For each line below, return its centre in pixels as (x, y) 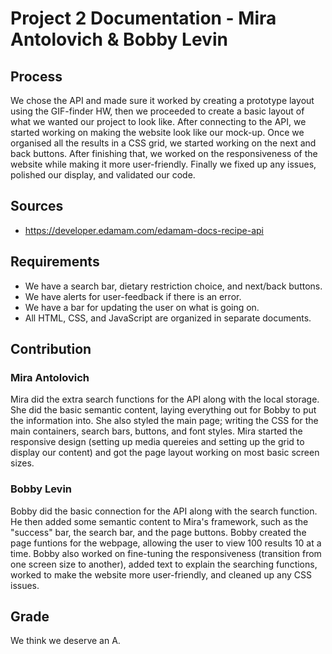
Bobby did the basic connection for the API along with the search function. (164, 511)
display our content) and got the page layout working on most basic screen (165, 453)
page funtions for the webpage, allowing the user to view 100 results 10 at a (166, 543)
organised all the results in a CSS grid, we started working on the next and (163, 143)
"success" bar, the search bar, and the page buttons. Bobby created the (158, 532)
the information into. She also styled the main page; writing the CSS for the (164, 421)
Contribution (51, 349)
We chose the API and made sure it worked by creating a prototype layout (162, 100)
